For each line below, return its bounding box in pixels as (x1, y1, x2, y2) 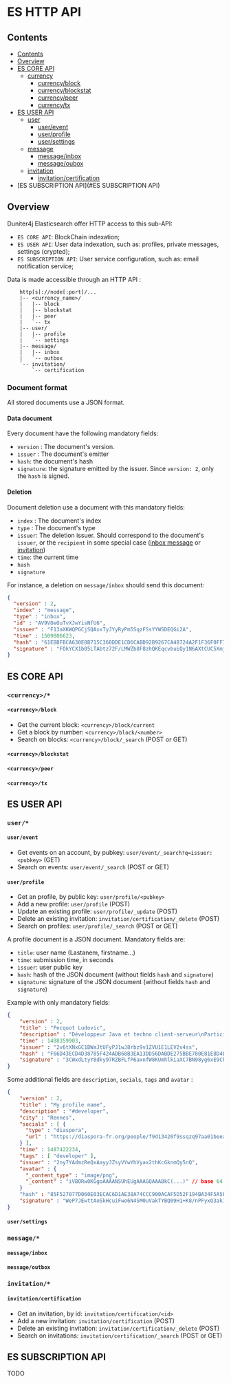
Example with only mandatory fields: (7, 999, 110, 1007)
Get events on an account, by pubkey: (16, 849, 125, 857)
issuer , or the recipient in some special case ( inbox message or (16, 538, 201, 547)
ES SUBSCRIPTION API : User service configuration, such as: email (16, 254, 199, 263)
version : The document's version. (16, 443, 115, 451)
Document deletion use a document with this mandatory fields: (7, 503, 186, 511)
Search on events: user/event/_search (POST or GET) (16, 863, 170, 871)
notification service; (16, 262, 74, 270)
